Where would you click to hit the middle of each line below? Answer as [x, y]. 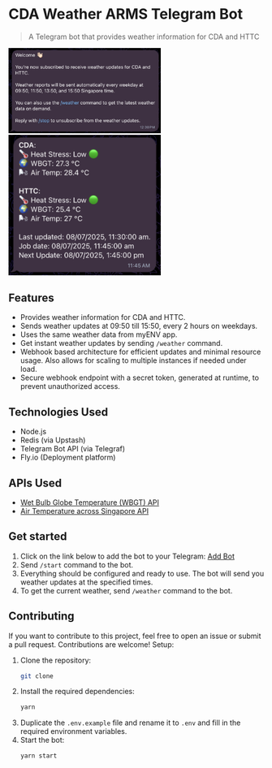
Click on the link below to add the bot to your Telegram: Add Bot [127, 556]
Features [31, 298]
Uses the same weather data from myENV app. [99, 334]
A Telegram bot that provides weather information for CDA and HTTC [144, 37]
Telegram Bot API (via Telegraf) [73, 449]
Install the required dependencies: [78, 692]
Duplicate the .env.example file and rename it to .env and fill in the [130, 723]
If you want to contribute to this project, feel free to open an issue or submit [135, 636]
